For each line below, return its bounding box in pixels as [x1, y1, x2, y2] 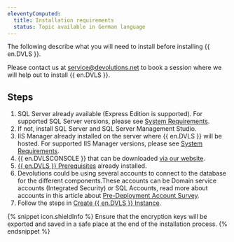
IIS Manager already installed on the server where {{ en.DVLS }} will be [17, 132, 222, 141]
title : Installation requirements [13, 17, 114, 24]
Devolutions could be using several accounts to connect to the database [17, 169, 226, 178]
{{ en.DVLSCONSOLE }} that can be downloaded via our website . [17, 155, 205, 163]
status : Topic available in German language [13, 23, 146, 30]
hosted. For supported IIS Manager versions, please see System [17, 139, 203, 148]
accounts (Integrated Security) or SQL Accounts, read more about [17, 184, 208, 192]
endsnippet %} [7, 227, 50, 236]
